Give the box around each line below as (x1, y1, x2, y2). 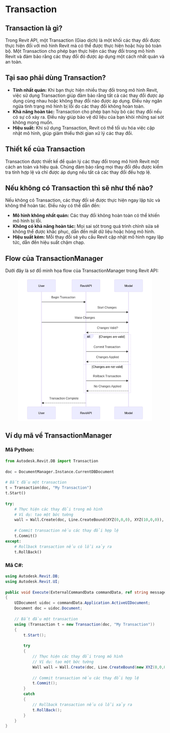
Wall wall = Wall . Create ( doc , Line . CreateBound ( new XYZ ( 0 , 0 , (32, 664, 164, 670)
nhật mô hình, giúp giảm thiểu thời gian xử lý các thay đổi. (12, 130, 133, 136)
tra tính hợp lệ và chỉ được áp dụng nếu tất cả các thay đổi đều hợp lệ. (5, 169, 151, 175)
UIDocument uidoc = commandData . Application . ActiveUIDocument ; (14, 601, 151, 606)
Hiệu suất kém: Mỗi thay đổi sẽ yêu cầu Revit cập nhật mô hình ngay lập (12, 234, 164, 240)
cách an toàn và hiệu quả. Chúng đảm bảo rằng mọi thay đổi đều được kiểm (5, 163, 163, 170)
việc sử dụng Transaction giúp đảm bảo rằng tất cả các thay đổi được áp (12, 92, 164, 98)
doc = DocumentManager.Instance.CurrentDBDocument (5, 469, 114, 474)
